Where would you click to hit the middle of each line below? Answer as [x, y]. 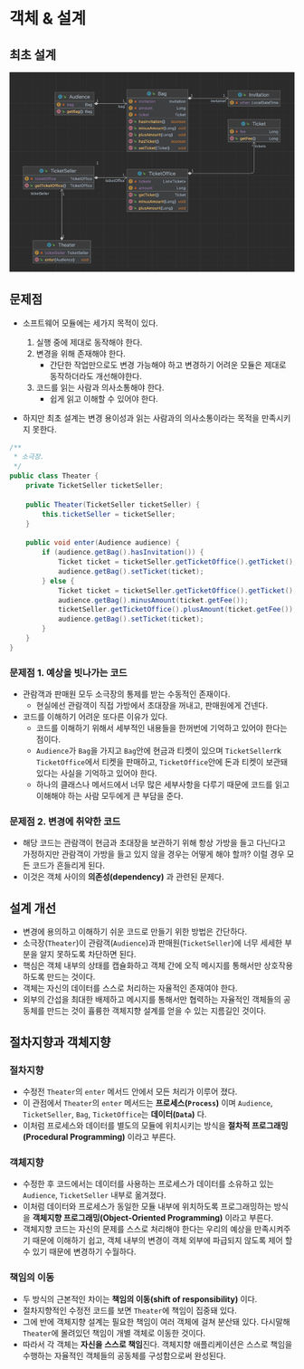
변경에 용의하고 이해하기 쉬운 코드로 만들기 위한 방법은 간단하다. [134, 932]
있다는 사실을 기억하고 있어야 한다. [96, 774]
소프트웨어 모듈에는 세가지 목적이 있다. [90, 323]
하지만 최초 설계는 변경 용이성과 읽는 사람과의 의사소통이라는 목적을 [141, 418]
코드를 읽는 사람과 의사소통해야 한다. [100, 387]
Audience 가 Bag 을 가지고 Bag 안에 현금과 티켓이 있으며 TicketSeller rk [159, 751]
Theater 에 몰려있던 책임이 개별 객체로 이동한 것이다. [114, 1333]
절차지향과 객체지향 [60, 1042]
